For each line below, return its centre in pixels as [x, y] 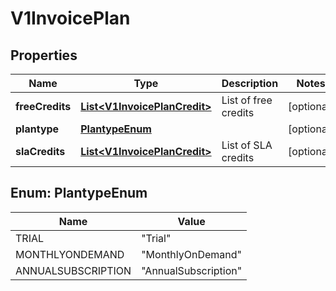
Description [250, 83]
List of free [247, 100]
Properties [44, 55]
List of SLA [247, 145]
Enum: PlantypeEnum [79, 193]
